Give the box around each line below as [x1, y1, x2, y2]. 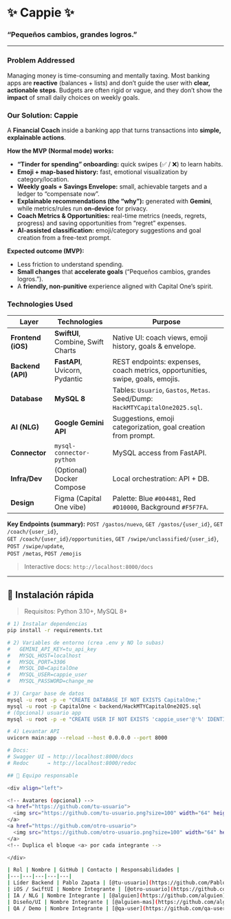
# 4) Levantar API [7, 728, 60, 735]
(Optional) [54, 466, 87, 475]
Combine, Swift [54, 337, 104, 347]
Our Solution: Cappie [7, 110, 79, 120]
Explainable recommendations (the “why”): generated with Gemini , [16, 197, 213, 206]
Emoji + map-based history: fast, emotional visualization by [16, 168, 188, 176]
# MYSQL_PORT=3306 [7, 658, 67, 665]
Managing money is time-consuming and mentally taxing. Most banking [7, 71, 210, 80]
